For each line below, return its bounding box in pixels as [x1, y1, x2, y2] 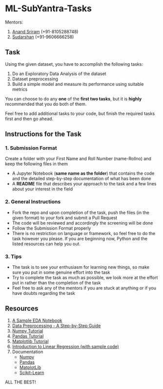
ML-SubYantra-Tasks [5, 3, 92, 14]
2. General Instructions [5, 198, 61, 205]
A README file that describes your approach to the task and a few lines [12, 181, 157, 187]
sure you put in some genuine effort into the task [12, 269, 110, 275]
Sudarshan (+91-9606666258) [12, 34, 74, 40]
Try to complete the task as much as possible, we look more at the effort [12, 275, 158, 281]
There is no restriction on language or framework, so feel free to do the [12, 230, 155, 236]
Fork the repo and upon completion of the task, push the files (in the [12, 209, 150, 215]
